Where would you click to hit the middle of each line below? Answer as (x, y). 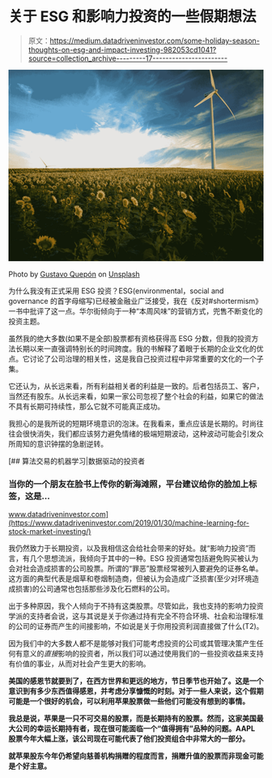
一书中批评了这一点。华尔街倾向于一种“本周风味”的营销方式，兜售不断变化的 (136, 311)
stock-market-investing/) (50, 532)
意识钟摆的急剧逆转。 (72, 443)
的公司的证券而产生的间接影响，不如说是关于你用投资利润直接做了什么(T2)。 (136, 626)
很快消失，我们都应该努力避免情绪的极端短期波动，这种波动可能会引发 (139, 434)
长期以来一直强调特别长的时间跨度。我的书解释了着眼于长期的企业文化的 (136, 348)
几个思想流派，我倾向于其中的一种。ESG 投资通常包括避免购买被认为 (144, 558)
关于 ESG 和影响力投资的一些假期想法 (132, 17)
